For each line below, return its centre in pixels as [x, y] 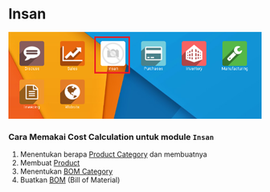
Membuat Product [50, 163]
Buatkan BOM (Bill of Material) [70, 180]
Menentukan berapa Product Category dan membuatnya [113, 154]
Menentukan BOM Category [66, 172]
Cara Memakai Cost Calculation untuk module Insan [111, 137]
